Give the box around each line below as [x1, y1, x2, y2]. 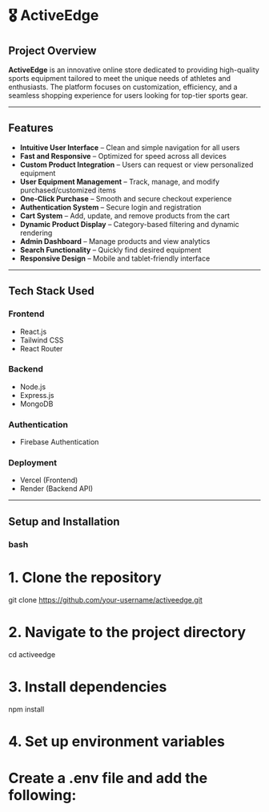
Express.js [19, 390, 54, 400]
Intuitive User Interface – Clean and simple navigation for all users [19, 142, 240, 152]
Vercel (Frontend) [19, 475, 78, 485]
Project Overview [8, 43, 97, 57]
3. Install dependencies [8, 677, 167, 696]
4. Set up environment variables [8, 732, 226, 750]
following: [8, 786, 77, 804]
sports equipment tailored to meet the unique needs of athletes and [8, 74, 231, 83]
